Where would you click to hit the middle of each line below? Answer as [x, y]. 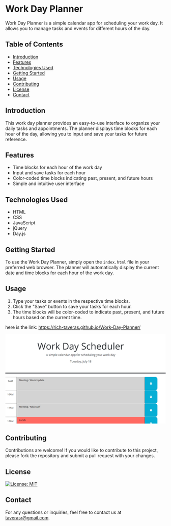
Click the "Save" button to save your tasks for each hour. [72, 306]
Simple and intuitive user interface [49, 183]
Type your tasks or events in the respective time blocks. [71, 301]
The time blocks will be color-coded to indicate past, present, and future [88, 312]
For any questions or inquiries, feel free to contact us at [63, 512]
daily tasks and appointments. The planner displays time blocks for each [81, 128]
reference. [16, 139]
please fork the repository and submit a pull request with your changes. [80, 456]
